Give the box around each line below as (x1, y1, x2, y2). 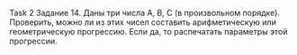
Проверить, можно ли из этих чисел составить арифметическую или (9, 17, 276, 27)
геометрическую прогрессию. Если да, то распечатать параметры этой (9, 27, 288, 36)
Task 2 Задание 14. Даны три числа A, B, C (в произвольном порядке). (9, 8, 281, 18)
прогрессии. (9, 35, 58, 46)
